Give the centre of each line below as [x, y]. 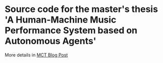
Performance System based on [71, 30]
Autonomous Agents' [50, 41]
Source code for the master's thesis [82, 9]
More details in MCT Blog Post [36, 55]
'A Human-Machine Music [61, 20]
